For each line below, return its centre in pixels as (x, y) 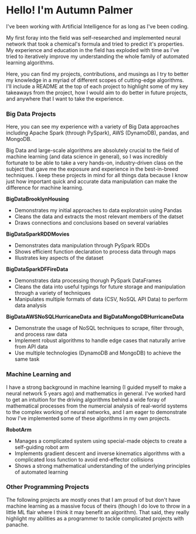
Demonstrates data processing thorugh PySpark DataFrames (88, 281)
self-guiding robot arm (42, 447)
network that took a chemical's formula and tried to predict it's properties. (95, 44)
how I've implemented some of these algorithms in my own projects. (88, 418)
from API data (31, 347)
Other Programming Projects (48, 487)
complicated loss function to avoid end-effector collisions (84, 459)
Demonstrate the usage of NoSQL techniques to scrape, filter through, (99, 328)
